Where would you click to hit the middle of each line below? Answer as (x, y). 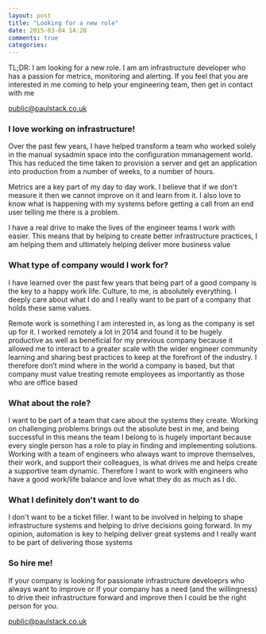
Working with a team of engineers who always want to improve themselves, (132, 454)
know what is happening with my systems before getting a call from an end (131, 204)
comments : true (33, 38)
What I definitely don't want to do (74, 500)
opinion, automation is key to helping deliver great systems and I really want (132, 534)
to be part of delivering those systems (71, 543)
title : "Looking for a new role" (64, 23)
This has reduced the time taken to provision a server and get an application (133, 163)
